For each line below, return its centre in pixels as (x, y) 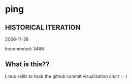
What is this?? (27, 64)
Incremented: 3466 (25, 49)
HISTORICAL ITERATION (43, 27)
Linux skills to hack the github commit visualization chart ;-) (66, 76)
